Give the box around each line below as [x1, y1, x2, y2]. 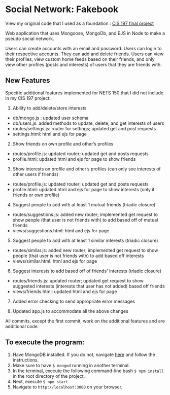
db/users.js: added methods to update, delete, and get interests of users [12, 120, 164, 126]
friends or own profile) [12, 192, 60, 198]
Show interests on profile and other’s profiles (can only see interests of [12, 166, 161, 172]
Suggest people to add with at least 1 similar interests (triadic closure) [12, 237, 158, 243]
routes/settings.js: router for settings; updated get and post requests [12, 125, 156, 131]
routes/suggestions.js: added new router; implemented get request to [12, 211, 158, 218]
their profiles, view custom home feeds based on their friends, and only [5, 56, 155, 62]
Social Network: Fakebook [5, 4, 119, 15]
